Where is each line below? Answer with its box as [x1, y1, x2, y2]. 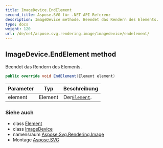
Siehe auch [5, 109, 34, 116]
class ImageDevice [12, 126, 53, 132]
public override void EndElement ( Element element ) [5, 73, 115, 79]
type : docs [5, 21, 29, 27]
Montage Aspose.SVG [12, 136, 60, 143]
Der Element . [63, 93, 92, 101]
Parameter [8, 85, 34, 92]
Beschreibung [63, 85, 99, 92]
